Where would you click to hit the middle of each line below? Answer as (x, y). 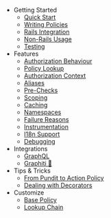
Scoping (36, 98)
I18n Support (42, 134)
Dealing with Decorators (58, 185)
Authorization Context (55, 76)
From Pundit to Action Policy (64, 178)
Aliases (34, 83)
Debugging (40, 141)
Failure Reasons (46, 119)
